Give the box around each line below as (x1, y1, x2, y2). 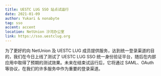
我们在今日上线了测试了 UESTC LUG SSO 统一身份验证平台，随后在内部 (13, 53, 156, 59)
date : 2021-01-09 (5, 12, 40, 16)
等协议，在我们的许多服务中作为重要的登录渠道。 (5, 65, 103, 71)
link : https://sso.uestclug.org (5, 34, 70, 39)
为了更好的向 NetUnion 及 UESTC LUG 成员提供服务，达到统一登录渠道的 (5, 48, 151, 53)
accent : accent (5, 25, 36, 30)
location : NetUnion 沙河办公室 (5, 29, 64, 34)
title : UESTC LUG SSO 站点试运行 (5, 7, 69, 12)
